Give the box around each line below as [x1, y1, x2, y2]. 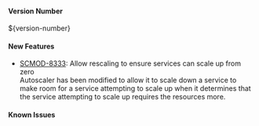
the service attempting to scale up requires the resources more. [19, 92, 226, 102]
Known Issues [8, 110, 56, 119]
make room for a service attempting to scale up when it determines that [19, 84, 251, 93]
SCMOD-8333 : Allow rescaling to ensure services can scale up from [19, 59, 242, 68]
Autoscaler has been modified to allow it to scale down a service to [19, 75, 237, 85]
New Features [8, 41, 55, 51]
